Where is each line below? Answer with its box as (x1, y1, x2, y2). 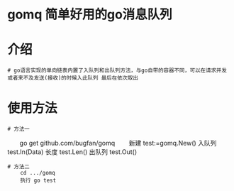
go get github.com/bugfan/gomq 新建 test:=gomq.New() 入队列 (19, 139, 217, 148)
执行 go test (20, 177, 57, 185)
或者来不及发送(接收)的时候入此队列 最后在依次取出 (7, 75, 138, 82)
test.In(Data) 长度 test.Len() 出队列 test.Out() (7, 148, 138, 156)
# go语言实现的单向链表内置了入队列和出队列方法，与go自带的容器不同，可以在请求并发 (7, 67, 227, 75)
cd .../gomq (20, 170, 55, 177)
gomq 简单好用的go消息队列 (7, 6, 172, 23)
